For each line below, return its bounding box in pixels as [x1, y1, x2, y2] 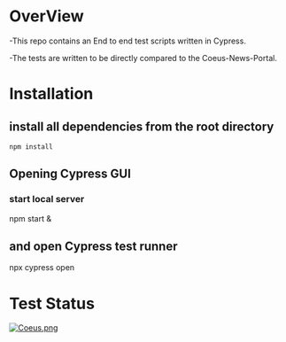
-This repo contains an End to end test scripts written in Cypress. [9, 35, 246, 46]
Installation [9, 84, 94, 104]
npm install [9, 142, 53, 152]
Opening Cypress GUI [9, 167, 131, 182]
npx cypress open [9, 262, 75, 273]
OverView [9, 6, 84, 27]
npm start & [9, 213, 51, 223]
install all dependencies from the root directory [9, 119, 274, 134]
